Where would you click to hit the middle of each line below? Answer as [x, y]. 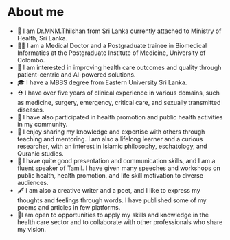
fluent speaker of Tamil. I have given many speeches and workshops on [119, 168]
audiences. [33, 182]
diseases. [31, 110]
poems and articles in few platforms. [69, 207]
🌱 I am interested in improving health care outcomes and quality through [119, 67]
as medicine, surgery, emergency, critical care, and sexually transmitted [119, 102]
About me [36, 12]
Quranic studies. [40, 153]
